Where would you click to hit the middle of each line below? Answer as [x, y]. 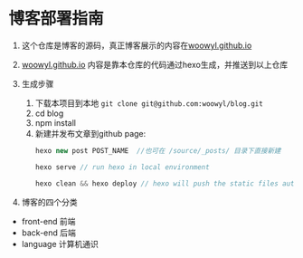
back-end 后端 [48, 233]
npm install [55, 122]
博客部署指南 [57, 19]
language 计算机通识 [60, 244]
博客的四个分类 [49, 202]
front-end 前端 [48, 221]
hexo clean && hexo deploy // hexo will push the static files [157, 183]
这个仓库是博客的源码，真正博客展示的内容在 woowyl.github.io [137, 45]
